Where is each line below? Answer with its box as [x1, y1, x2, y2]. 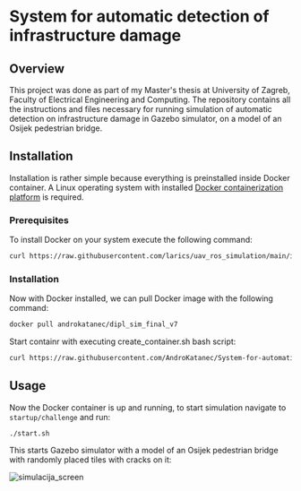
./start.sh [9, 428, 50, 438]
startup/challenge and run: [9, 411, 111, 422]
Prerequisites [9, 213, 69, 226]
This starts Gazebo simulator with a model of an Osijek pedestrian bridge [9, 444, 279, 455]
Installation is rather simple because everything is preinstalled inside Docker [9, 172, 290, 183]
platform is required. [9, 191, 84, 202]
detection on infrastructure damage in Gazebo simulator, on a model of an [9, 114, 282, 124]
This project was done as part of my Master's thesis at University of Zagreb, [9, 85, 291, 95]
